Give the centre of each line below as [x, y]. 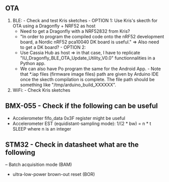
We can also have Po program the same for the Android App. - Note [91, 69]
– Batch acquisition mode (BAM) [39, 165]
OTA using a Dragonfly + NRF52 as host [54, 26]
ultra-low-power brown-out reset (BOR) [54, 174]
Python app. [33, 63]
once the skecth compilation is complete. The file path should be [87, 79]
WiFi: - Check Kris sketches [41, 90]
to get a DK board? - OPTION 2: [53, 47]
